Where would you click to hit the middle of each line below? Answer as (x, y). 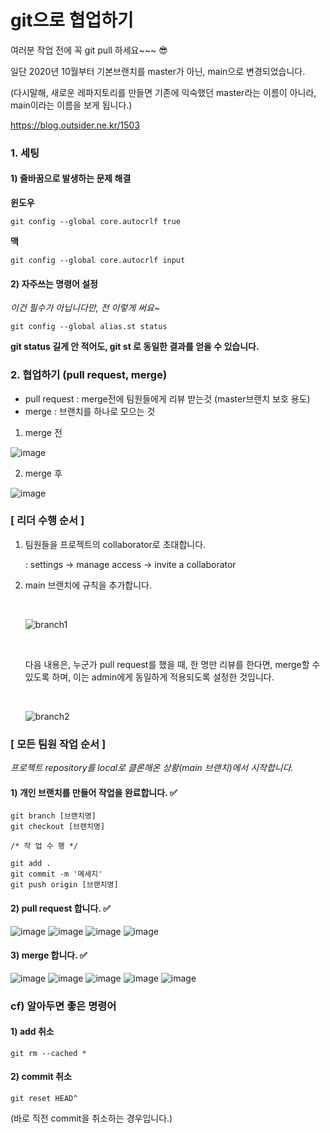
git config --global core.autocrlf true (96, 222)
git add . (31, 864)
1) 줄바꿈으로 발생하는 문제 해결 (71, 178)
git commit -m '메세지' (56, 874)
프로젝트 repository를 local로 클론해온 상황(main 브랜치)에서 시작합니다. (152, 768)
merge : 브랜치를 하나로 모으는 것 (90, 411)
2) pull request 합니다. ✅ (60, 908)
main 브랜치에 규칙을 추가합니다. (88, 585)
